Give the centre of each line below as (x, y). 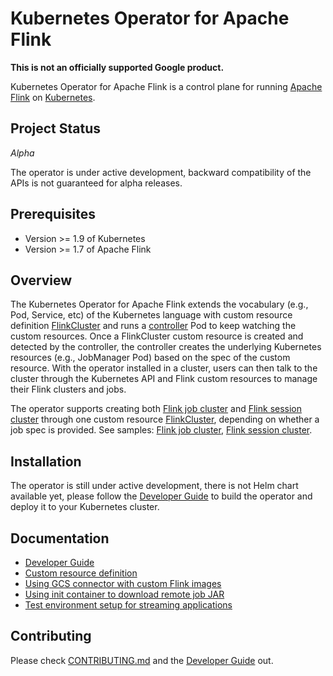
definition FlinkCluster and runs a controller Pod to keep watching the (153, 326)
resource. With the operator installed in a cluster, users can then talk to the (164, 368)
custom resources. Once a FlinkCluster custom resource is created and (157, 336)
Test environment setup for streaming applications (128, 605)
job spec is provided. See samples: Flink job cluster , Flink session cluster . (161, 430)
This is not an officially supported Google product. (117, 67)
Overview (41, 280)
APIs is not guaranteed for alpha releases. (96, 183)
